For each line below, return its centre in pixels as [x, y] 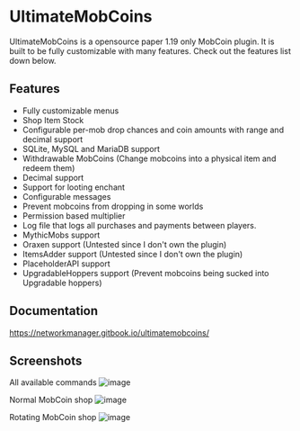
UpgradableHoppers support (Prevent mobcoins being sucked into [146, 273]
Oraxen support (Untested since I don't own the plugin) [124, 244]
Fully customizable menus [71, 111]
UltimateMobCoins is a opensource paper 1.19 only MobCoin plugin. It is [142, 41]
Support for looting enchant [74, 187]
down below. [33, 60]
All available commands [53, 382]
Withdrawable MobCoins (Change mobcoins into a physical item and [149, 158]
